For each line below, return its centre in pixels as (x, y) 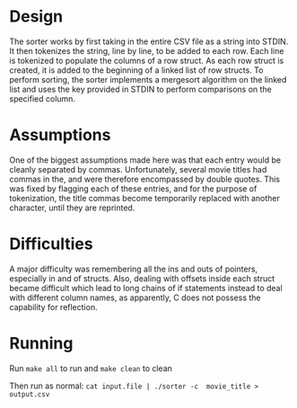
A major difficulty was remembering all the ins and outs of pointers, (134, 269)
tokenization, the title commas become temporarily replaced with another (145, 198)
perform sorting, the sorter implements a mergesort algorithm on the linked (148, 79)
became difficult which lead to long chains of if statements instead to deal (146, 288)
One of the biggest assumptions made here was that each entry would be (145, 160)
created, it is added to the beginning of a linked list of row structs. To (136, 70)
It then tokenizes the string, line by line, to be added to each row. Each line (147, 50)
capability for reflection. (53, 306)
